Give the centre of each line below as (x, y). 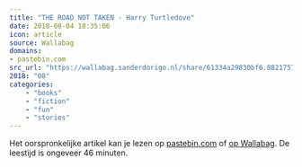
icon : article (36, 34)
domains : (26, 51)
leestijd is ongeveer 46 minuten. (69, 153)
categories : (31, 84)
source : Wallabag (42, 43)
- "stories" (48, 118)
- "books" (44, 92)
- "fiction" (48, 101)
